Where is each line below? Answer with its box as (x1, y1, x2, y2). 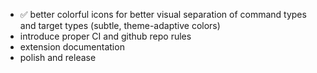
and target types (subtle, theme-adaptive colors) (19, 20, 221, 31)
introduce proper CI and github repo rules (19, 30, 192, 42)
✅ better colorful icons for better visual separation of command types (19, 9, 307, 20)
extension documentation (19, 41, 125, 53)
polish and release (19, 52, 97, 63)
